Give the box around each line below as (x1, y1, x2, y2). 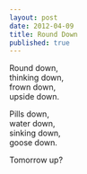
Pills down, (9, 109, 49, 119)
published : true (9, 38, 70, 48)
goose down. (9, 137, 58, 148)
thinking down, (9, 73, 65, 83)
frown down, (9, 82, 57, 92)
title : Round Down (9, 30, 78, 39)
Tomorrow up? (9, 154, 64, 166)
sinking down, (9, 127, 61, 139)
